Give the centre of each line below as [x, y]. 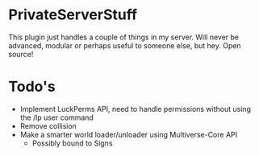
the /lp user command [57, 117]
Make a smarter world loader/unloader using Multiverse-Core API [129, 134]
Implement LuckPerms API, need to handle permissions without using [136, 109]
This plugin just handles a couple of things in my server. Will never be [124, 37]
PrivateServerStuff [73, 15]
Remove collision [48, 125]
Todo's [32, 87]
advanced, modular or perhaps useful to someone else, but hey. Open [125, 45]
